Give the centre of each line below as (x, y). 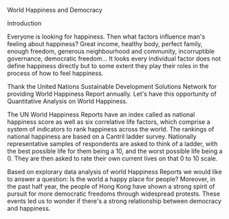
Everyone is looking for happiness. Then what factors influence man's (106, 36)
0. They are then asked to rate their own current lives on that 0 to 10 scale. (112, 158)
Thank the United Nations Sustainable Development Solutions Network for (112, 86)
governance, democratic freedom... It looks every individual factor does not (114, 59)
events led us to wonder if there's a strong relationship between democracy (115, 201)
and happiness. (29, 208)
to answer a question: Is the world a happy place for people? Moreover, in (111, 179)
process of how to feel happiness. (55, 73)
